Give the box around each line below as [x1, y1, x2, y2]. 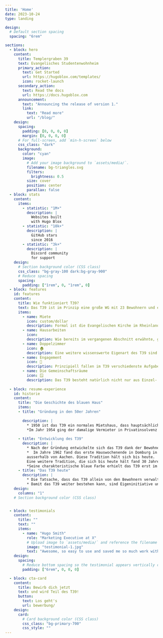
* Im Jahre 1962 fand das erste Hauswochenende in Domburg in [26, 450, 158, 455]
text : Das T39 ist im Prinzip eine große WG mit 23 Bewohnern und [17, 305, 155, 310]
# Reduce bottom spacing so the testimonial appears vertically [22, 563, 155, 567]
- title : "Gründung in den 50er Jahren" [17, 409, 101, 414]
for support [31, 255, 55, 260]
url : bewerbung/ [22, 603, 55, 608]
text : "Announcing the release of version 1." [22, 102, 118, 107]
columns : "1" [17, 491, 45, 495]
